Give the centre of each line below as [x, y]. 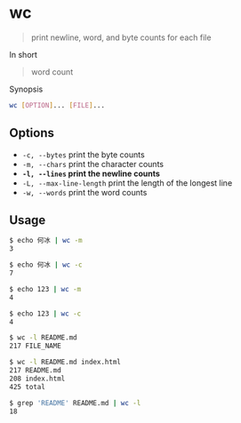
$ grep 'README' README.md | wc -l [75, 403]
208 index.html [37, 379]
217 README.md [36, 371]
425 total [28, 387]
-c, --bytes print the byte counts [83, 155]
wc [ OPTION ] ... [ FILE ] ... [57, 105]
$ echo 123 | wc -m [45, 289]
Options [32, 133]
